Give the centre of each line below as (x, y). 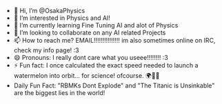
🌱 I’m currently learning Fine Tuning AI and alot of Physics (96, 25)
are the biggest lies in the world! (59, 93)
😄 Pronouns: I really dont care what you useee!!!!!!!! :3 (91, 58)
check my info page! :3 (46, 50)
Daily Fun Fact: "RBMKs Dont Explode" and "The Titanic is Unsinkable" (114, 85)
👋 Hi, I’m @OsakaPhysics (49, 11)
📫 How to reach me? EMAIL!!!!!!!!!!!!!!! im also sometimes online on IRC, (114, 40)
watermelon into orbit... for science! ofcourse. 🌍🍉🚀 (87, 75)
